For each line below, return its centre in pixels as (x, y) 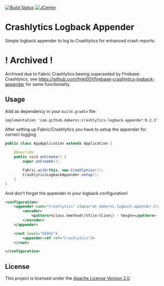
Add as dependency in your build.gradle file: (51, 111)
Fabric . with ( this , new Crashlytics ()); (63, 171)
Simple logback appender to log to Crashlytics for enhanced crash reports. (80, 40)
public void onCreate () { (40, 157)
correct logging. (21, 134)
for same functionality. (48, 84)
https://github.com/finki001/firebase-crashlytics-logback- (96, 79)
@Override (24, 153)
